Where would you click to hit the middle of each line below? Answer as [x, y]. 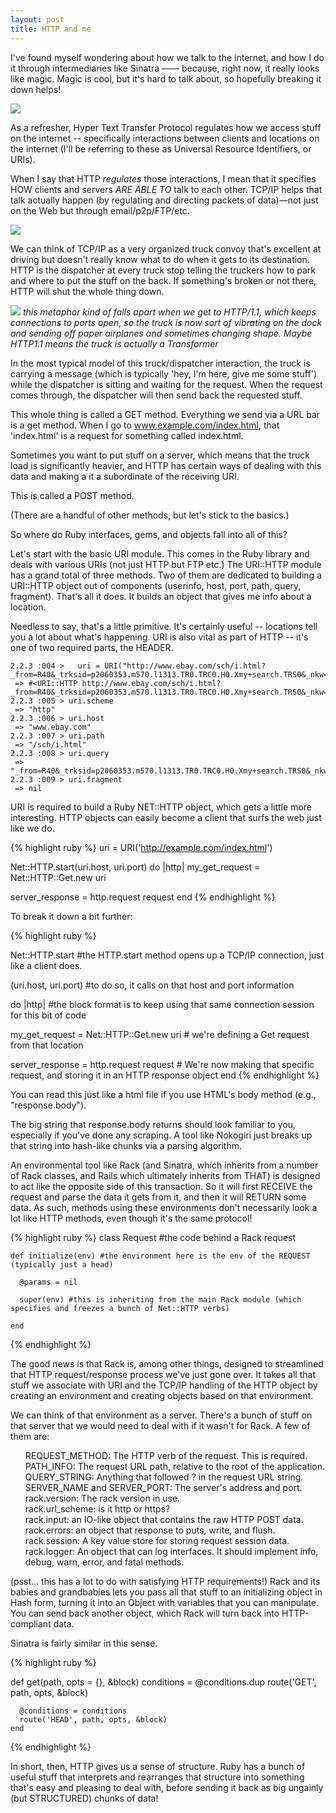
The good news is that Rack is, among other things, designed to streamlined [167, 1363]
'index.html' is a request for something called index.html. [127, 435]
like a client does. [46, 965]
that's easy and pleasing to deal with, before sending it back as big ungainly [167, 1787]
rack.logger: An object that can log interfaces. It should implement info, [171, 1551]
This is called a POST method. [72, 495]
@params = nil [48, 1282]
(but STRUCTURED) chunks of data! [84, 1798]
